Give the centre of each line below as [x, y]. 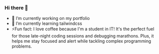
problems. [22, 46]
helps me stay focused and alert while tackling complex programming [81, 41]
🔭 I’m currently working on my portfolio [51, 18]
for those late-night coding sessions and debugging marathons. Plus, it [83, 36]
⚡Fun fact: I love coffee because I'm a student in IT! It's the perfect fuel [83, 29]
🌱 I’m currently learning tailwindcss [47, 23]
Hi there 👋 [17, 8]
